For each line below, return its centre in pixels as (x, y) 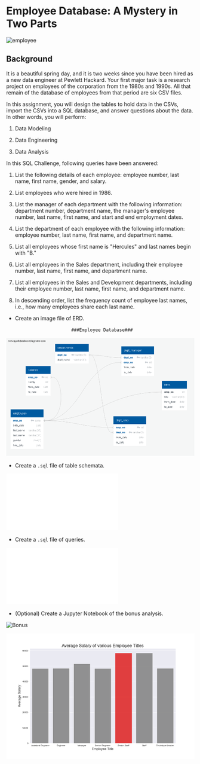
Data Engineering (36, 140)
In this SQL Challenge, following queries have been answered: (82, 163)
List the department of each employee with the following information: (100, 228)
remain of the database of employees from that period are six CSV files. (94, 92)
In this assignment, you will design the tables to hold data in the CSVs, (93, 104)
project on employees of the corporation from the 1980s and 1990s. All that (99, 86)
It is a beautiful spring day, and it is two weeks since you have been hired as (100, 74)
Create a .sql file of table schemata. (59, 465)
